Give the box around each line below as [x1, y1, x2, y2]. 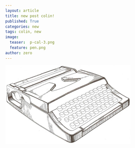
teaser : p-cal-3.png [9, 40, 55, 45]
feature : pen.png [9, 45, 46, 50]
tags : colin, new [5, 29, 41, 35]
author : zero [5, 50, 32, 55]
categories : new [5, 24, 39, 29]
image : [5, 35, 19, 40]
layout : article [5, 8, 39, 13]
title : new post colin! [5, 13, 55, 19]
